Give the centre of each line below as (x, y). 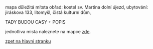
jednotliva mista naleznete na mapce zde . (48, 31)
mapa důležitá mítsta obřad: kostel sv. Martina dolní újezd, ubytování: (76, 7)
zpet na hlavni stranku (28, 41)
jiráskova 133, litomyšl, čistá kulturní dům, (48, 12)
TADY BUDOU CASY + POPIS (35, 22)
